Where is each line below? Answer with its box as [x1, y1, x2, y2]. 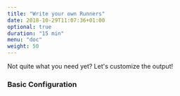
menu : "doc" [7, 36, 42, 43]
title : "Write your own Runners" [7, 10, 105, 18]
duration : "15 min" [7, 29, 65, 37]
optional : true [7, 23, 52, 30]
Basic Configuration [7, 79, 77, 89]
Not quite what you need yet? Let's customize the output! [7, 62, 174, 70]
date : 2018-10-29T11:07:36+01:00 [7, 17, 105, 24]
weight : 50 [7, 43, 39, 50]
